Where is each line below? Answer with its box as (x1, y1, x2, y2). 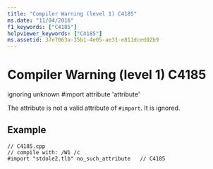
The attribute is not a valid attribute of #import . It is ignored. (7, 104, 181, 113)
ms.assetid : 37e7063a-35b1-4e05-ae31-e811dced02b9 (7, 37, 159, 44)
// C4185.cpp (7, 142, 46, 150)
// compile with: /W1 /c (7, 149, 80, 156)
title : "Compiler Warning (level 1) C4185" (7, 10, 138, 18)
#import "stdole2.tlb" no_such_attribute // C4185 (7, 155, 166, 162)
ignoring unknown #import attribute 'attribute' (7, 90, 140, 99)
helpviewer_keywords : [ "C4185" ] (7, 30, 102, 37)
